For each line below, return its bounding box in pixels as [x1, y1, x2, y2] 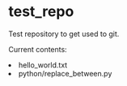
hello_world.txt [19, 59, 68, 70]
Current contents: [8, 44, 67, 54]
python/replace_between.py [19, 68, 112, 78]
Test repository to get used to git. [8, 29, 120, 39]
